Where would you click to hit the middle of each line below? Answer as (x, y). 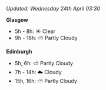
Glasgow (17, 20)
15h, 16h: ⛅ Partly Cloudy (46, 81)
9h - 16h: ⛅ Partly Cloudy (46, 38)
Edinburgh (19, 51)
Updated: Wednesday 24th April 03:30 (53, 9)
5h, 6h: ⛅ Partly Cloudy (44, 63)
